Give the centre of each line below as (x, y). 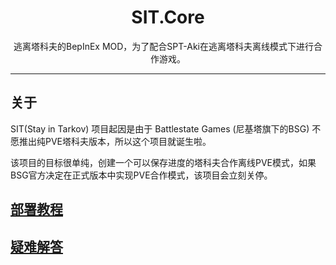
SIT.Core (168, 17)
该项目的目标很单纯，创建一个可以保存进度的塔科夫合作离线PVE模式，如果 (163, 162)
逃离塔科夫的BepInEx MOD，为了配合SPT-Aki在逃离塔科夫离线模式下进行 (163, 46)
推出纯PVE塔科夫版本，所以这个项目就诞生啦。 (115, 141)
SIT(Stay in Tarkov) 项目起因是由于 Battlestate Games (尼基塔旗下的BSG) (160, 128)
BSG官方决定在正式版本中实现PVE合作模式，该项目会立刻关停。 (141, 175)
